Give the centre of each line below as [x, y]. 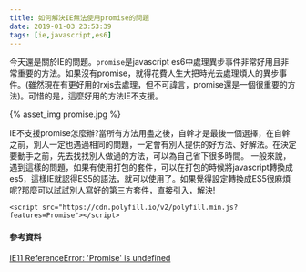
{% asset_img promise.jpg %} [65, 114]
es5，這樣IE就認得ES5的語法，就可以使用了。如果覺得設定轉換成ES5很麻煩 [150, 179]
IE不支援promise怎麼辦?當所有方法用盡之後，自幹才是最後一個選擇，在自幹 [150, 133]
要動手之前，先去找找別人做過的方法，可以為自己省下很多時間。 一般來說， [150, 156]
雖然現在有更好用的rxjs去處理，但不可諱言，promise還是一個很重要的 [158, 85]
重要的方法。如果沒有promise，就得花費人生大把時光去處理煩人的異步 [148, 73]
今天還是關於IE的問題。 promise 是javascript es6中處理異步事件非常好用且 [145, 62]
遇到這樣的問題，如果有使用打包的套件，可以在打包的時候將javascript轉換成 [152, 167]
